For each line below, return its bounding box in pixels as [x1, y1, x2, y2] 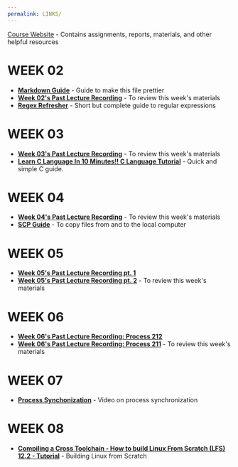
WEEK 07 [7, 372, 63, 388]
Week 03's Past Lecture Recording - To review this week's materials [17, 149, 220, 158]
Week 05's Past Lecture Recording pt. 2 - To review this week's [17, 277, 207, 285]
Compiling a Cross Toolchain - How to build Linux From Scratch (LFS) [17, 444, 226, 453]
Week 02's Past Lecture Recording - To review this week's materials [17, 93, 220, 102]
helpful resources [7, 37, 59, 46]
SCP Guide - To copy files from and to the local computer [17, 220, 187, 229]
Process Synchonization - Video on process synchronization [17, 396, 198, 404]
